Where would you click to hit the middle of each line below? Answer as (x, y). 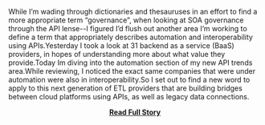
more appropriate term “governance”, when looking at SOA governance (126, 20)
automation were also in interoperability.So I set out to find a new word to (129, 80)
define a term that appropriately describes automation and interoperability (130, 37)
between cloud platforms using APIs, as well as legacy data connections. (129, 97)
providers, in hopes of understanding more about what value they (117, 54)
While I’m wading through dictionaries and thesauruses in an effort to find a (133, 12)
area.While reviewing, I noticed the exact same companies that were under (132, 71)
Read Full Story (135, 112)
